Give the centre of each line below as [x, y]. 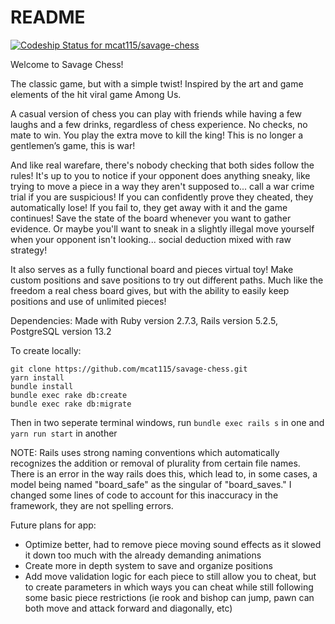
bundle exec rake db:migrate [71, 404]
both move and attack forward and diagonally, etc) [128, 608]
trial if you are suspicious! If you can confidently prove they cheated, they [162, 197]
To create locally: [46, 350]
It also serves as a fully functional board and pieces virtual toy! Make [152, 269]
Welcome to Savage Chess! [67, 64]
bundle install [42, 386]
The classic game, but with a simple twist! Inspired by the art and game [157, 83]
